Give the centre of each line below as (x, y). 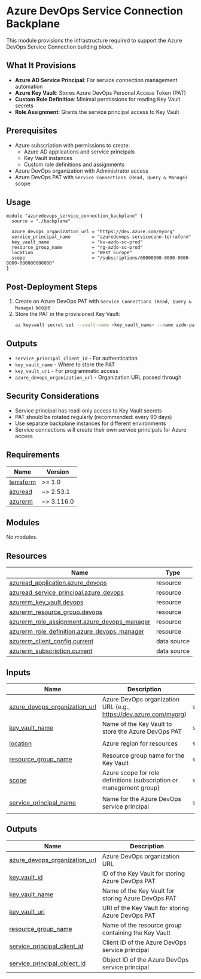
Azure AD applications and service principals (79, 152)
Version (58, 472)
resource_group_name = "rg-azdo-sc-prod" (77, 248)
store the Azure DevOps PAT (142, 731)
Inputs (19, 672)
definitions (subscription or (140, 780)
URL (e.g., (116, 707)
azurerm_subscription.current (51, 651)
